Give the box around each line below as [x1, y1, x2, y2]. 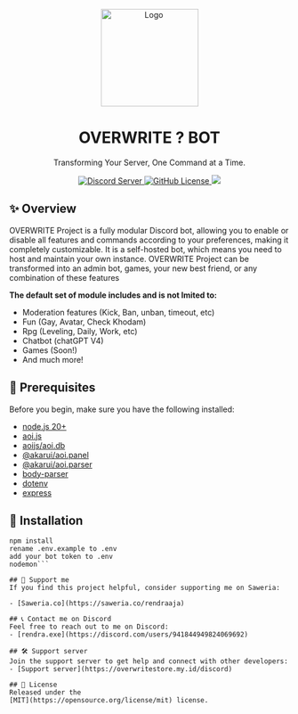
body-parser [21, 468, 68, 479]
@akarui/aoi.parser [21, 459, 93, 470]
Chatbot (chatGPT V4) [21, 335, 104, 346]
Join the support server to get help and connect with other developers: [9, 657, 289, 666]
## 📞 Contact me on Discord [9, 615, 112, 624]
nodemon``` [9, 560, 50, 570]
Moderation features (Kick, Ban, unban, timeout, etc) [21, 307, 215, 317]
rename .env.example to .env [9, 545, 117, 554]
